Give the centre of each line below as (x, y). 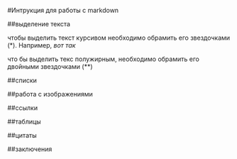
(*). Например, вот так (42, 45)
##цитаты (22, 135)
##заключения (30, 149)
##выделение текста (39, 24)
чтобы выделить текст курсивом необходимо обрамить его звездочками (119, 38)
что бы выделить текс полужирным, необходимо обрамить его (104, 59)
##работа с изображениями (50, 94)
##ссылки (22, 108)
